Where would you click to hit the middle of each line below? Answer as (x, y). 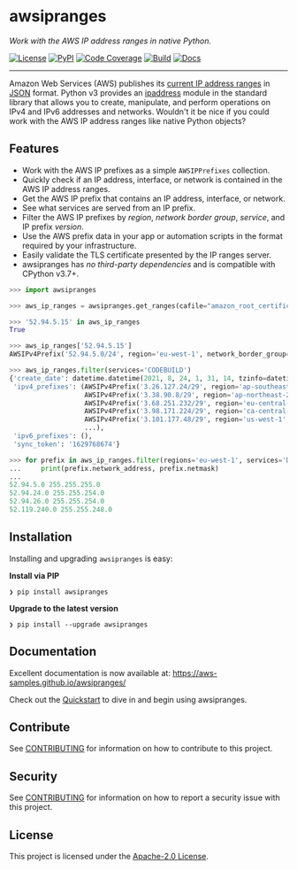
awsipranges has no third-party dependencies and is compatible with (148, 264)
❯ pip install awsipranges (59, 592)
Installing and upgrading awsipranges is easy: (91, 558)
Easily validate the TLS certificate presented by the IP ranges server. (147, 255)
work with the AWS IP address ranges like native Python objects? (127, 120)
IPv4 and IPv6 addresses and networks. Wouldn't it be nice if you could (139, 112)
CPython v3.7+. (50, 273)
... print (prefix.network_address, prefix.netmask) (114, 468)
